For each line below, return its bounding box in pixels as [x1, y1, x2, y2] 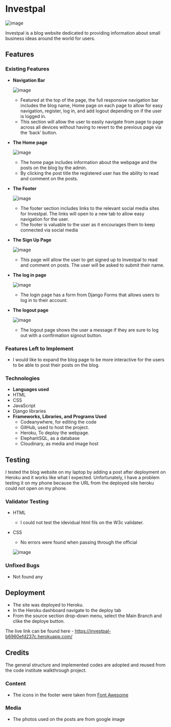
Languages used [12, 386, 50, 392]
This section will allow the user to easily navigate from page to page [20, 119, 163, 125]
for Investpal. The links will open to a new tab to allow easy [20, 210, 144, 217]
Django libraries [12, 408, 46, 414]
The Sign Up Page [12, 237, 52, 243]
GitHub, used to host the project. [20, 425, 89, 431]
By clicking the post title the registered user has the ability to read [20, 170, 159, 176]
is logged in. [20, 113, 46, 119]
